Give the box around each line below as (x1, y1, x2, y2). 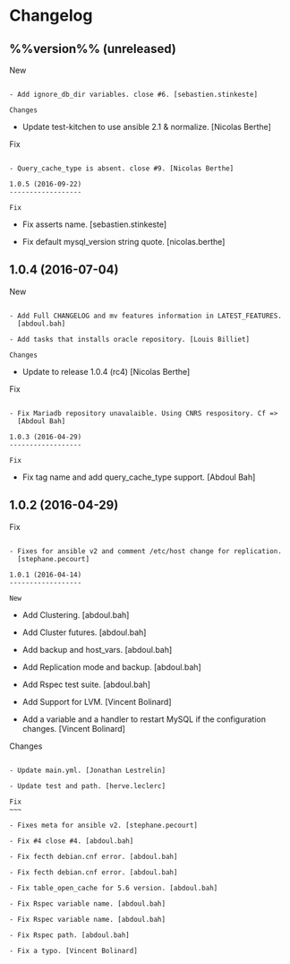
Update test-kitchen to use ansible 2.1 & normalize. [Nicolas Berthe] (21, 122, 271, 132)
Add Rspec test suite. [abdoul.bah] (21, 679, 150, 690)
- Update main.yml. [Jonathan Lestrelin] (9, 766, 166, 775)
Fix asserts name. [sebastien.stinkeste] (21, 219, 167, 230)
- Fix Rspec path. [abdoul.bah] (9, 930, 130, 940)
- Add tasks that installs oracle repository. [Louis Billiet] (9, 334, 251, 343)
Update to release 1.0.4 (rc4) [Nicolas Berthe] (21, 366, 191, 377)
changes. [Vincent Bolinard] (21, 723, 125, 734)
